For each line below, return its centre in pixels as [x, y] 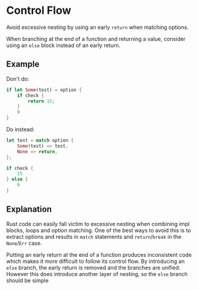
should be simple [28, 280]
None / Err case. [24, 243]
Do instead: [20, 129]
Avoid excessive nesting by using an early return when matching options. [97, 27]
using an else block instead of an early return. [63, 45]
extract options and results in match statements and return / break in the [94, 236]
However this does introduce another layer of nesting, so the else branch [97, 274]
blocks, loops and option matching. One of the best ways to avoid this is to [99, 230]
